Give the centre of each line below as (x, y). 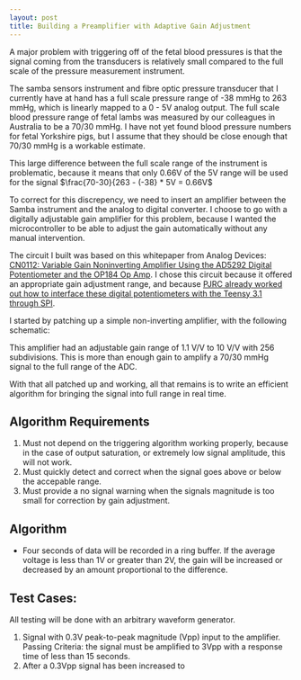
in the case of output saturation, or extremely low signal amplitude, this (154, 453)
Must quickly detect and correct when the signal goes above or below (151, 472)
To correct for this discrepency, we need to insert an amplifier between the (148, 200)
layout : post (34, 18)
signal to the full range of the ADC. (73, 366)
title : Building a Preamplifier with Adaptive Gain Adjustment (130, 26)
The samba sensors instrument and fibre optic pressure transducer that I (144, 88)
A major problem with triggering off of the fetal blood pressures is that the (146, 51)
